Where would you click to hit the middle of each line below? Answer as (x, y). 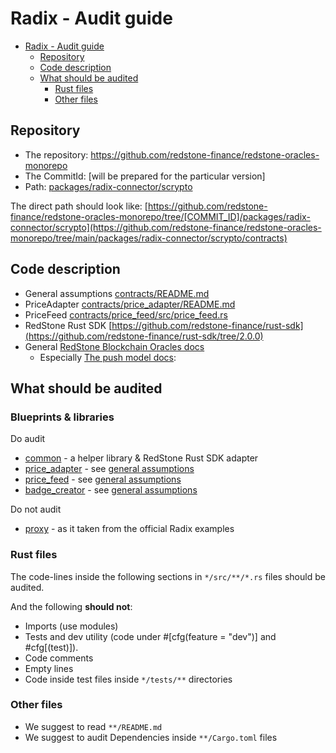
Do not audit (36, 509)
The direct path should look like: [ (79, 206)
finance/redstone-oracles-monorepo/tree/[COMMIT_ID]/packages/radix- (160, 216)
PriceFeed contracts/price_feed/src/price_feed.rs (126, 314)
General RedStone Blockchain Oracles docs (114, 346)
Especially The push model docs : (108, 357)
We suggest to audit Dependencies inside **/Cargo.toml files (151, 737)
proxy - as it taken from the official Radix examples (129, 529)
